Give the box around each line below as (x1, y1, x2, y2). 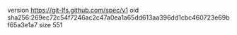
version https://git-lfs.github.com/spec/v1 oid (7, 6, 139, 14)
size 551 (38, 21, 63, 29)
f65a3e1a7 (7, 21, 37, 29)
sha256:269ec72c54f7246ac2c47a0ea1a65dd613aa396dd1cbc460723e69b (7, 13, 230, 22)
